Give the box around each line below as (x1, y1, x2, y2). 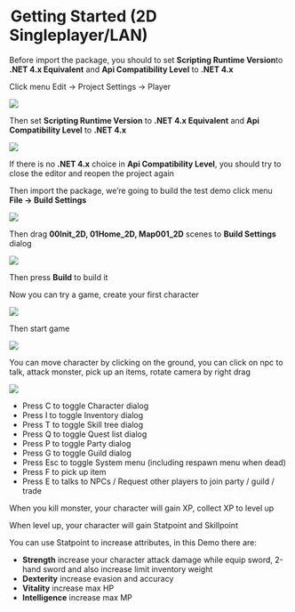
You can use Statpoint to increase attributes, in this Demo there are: (9, 536, 258, 548)
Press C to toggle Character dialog (21, 400, 149, 411)
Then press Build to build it (9, 271, 108, 282)
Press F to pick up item (21, 466, 107, 477)
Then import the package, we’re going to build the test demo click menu (9, 185, 273, 196)
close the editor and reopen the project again (9, 167, 175, 179)
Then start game (9, 323, 70, 334)
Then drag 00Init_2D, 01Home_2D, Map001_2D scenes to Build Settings (9, 229, 277, 239)
